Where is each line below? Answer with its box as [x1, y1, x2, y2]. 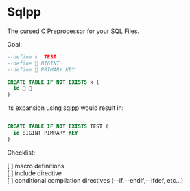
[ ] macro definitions [7, 161, 64, 170]
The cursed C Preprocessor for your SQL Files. [7, 27, 139, 35]
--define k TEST [7, 53, 57, 60]
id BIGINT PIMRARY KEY [13, 130, 78, 137]
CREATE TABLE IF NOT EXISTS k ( [7, 78, 99, 86]
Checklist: [7, 148, 36, 157]
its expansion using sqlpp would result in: [7, 104, 124, 112]
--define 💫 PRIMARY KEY [7, 66, 75, 73]
